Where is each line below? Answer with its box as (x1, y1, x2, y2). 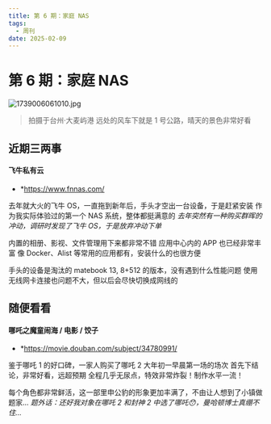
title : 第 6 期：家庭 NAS (8, 11, 90, 20)
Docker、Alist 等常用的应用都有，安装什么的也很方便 (26, 248, 202, 258)
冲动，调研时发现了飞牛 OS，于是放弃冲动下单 (8, 220, 162, 230)
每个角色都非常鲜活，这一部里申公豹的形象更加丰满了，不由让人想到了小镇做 (8, 388, 263, 397)
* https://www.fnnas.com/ (19, 183, 105, 194)
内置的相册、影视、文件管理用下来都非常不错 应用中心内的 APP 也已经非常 (8, 237, 255, 247)
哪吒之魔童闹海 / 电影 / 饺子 (8, 325, 99, 335)
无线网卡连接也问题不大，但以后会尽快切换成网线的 (8, 275, 178, 285)
